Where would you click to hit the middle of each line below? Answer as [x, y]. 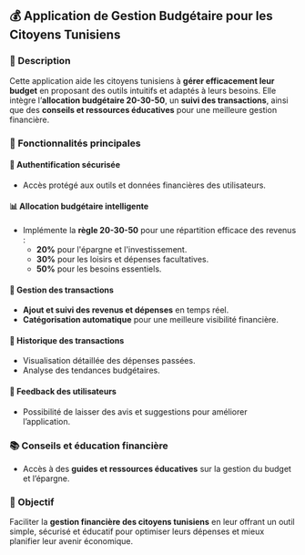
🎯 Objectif [32, 502]
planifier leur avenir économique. [71, 541]
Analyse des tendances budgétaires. [91, 370]
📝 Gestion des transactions [61, 290]
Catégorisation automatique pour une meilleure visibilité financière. [151, 320]
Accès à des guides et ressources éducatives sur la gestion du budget [157, 468]
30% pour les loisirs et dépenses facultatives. [122, 260]
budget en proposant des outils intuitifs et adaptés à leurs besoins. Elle [143, 90]
